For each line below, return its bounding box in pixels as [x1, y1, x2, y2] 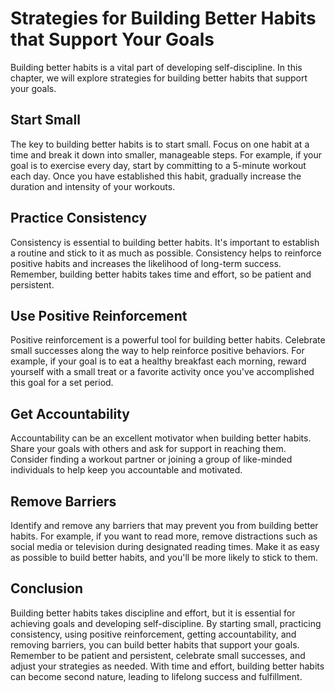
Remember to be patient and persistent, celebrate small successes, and [10, 649, 306, 661]
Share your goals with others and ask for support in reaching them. [10, 443, 287, 455]
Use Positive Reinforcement [10, 307, 188, 324]
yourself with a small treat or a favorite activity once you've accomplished [10, 366, 315, 378]
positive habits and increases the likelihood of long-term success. [10, 257, 282, 269]
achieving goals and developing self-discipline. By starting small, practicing [10, 617, 322, 629]
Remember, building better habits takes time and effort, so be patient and [10, 268, 312, 280]
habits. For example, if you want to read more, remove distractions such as [10, 530, 318, 542]
